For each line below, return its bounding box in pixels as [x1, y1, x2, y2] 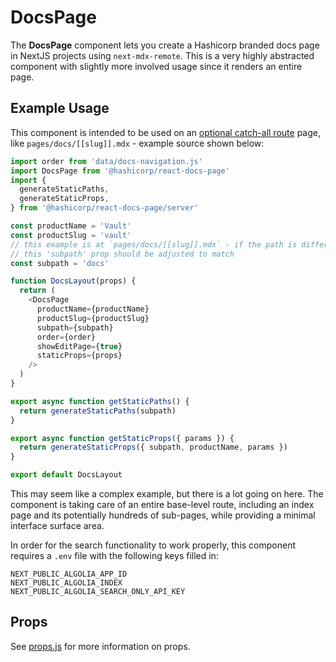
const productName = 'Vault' [10, 221, 132, 231]
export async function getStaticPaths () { [10, 396, 190, 406]
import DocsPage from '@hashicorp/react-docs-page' [10, 166, 230, 176]
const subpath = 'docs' [10, 258, 110, 268]
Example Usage [10, 100, 110, 117]
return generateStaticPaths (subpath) [19, 406, 177, 416]
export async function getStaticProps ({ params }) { [10, 433, 235, 443]
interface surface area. [10, 520, 105, 531]
